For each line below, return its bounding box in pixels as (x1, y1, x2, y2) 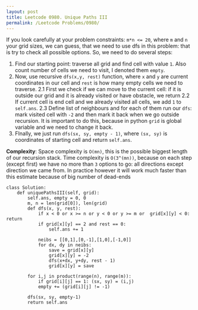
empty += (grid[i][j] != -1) (37, 284, 111, 290)
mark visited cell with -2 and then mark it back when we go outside (14, 111, 180, 118)
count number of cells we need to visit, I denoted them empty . (14, 67, 165, 74)
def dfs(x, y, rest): (27, 206, 81, 212)
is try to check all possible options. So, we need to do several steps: (6, 49, 173, 56)
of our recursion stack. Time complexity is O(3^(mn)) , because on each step (6, 154, 192, 162)
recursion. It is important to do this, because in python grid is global (14, 117, 182, 125)
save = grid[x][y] (48, 247, 95, 253)
